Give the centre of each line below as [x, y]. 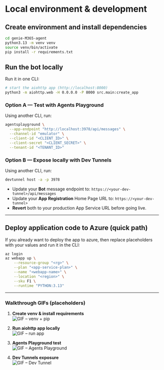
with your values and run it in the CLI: [42, 245]
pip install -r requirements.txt [39, 52]
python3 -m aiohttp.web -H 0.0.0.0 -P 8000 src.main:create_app [72, 92]
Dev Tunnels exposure [35, 357]
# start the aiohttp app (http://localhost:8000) [57, 88]
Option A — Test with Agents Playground [54, 105]
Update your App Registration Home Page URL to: [63, 198]
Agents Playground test [37, 343]
